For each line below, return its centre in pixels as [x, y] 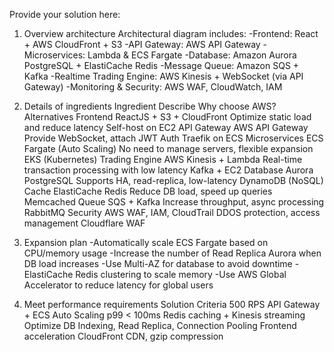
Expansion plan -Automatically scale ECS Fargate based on [146, 242]
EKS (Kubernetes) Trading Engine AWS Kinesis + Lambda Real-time [163, 159]
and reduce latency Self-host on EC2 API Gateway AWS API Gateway [166, 127]
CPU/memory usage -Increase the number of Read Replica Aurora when [172, 253]
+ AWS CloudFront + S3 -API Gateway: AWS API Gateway [142, 44]
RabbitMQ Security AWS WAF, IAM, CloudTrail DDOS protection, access [172, 212]
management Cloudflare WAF [84, 223]
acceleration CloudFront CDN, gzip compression [123, 336]
